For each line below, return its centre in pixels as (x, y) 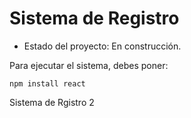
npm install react (47, 83)
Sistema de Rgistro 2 (52, 102)
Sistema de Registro (94, 18)
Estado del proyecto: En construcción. (102, 46)
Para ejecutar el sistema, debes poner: (89, 65)
